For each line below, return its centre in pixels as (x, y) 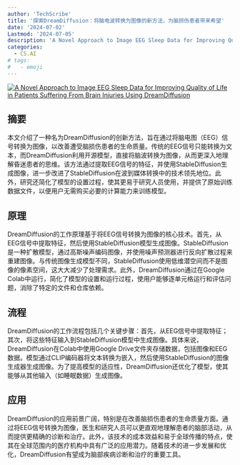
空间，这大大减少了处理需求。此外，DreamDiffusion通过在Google (128, 270)
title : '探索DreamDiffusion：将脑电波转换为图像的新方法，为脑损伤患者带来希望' (116, 21)
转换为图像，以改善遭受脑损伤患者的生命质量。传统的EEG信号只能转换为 (120, 146)
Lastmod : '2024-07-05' (41, 34)
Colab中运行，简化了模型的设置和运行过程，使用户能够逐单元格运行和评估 (116, 279)
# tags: (19, 61)
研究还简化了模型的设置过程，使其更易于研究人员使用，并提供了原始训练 (126, 182)
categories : (25, 47)
